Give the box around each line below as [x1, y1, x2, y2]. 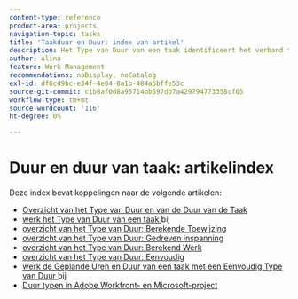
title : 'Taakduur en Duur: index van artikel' [9, 37, 184, 47]
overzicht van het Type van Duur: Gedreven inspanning [21, 232, 224, 244]
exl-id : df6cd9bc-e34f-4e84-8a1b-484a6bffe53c [9, 79, 184, 88]
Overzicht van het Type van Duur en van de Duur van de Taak [21, 205, 248, 216]
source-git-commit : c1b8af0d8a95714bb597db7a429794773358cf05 [9, 87, 244, 96]
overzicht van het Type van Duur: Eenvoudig [21, 252, 184, 263]
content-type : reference [9, 12, 101, 22]
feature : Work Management [9, 63, 105, 72]
